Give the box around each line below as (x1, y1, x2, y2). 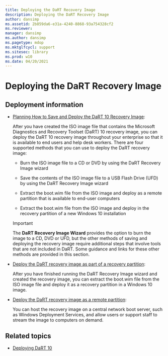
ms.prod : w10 (5, 54, 33, 59)
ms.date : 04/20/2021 (5, 59, 49, 64)
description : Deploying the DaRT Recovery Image (5, 12, 109, 17)
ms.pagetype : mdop (5, 40, 44, 45)
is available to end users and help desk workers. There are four (12, 139, 143, 146)
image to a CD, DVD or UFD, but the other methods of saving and (12, 235, 147, 241)
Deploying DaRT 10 (12, 345, 52, 351)
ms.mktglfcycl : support (5, 45, 55, 50)
